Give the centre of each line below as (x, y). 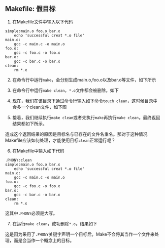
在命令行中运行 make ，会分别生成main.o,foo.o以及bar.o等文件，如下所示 (84, 80)
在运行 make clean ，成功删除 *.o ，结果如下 (55, 223)
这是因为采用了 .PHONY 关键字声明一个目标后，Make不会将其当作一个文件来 (80, 234)
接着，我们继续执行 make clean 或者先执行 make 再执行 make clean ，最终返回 (86, 117)
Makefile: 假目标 (30, 9)
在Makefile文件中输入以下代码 (42, 22)
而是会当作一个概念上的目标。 (44, 240)
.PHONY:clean (18, 160)
